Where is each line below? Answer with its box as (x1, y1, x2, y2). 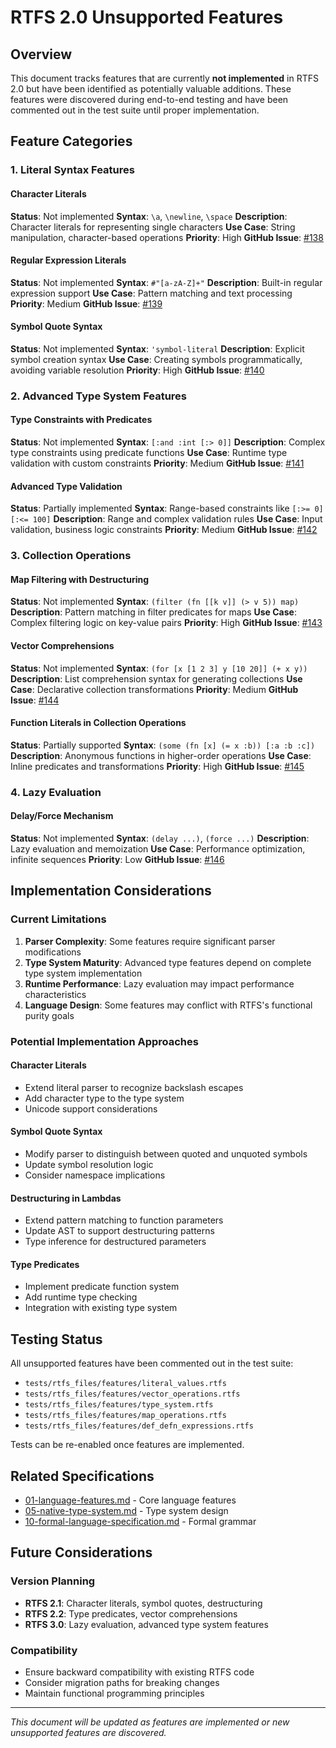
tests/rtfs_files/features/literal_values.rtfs (24, 1379, 227, 1389)
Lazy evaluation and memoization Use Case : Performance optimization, (10, 842, 306, 855)
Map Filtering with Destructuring (10, 573, 150, 585)
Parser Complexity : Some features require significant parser (24, 935, 276, 947)
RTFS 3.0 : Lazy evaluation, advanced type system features (24, 1618, 269, 1630)
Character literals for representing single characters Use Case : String (10, 221, 296, 233)
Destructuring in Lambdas (10, 1192, 122, 1204)
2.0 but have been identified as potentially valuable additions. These (10, 83, 292, 95)
